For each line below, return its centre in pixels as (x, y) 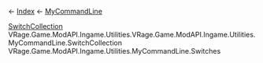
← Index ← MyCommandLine (55, 11)
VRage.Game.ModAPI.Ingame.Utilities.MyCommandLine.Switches (115, 51)
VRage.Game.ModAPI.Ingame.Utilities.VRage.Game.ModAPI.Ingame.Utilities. (132, 35)
